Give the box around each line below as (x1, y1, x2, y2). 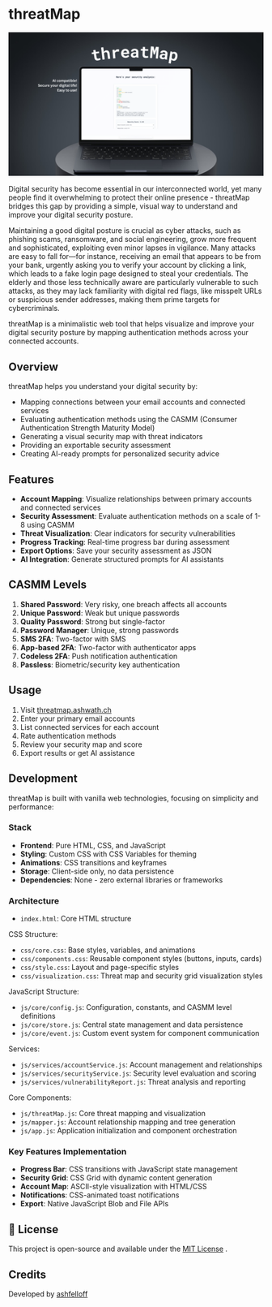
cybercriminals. (8, 304, 60, 313)
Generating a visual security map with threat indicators (19, 432, 203, 442)
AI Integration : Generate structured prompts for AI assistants (19, 554, 224, 564)
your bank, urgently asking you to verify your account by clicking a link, (8, 261, 247, 270)
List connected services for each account (19, 722, 159, 731)
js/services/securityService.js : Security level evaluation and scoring (19, 1068, 257, 1078)
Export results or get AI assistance (19, 748, 135, 757)
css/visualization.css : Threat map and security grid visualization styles (19, 971, 263, 981)
